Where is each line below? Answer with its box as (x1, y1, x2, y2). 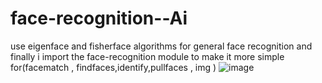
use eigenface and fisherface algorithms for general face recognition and (10, 40, 313, 52)
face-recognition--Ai (10, 7, 188, 30)
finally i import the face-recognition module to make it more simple (10, 50, 285, 62)
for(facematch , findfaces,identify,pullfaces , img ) (10, 61, 217, 73)
